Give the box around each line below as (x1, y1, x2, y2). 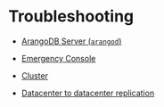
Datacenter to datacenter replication (20, 87, 155, 98)
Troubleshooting (8, 6, 135, 27)
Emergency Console (20, 53, 96, 63)
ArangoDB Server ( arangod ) (20, 36, 122, 46)
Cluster (20, 70, 48, 81)
